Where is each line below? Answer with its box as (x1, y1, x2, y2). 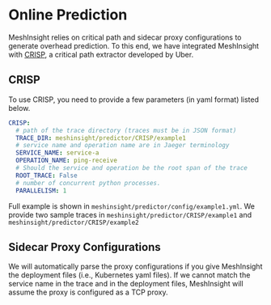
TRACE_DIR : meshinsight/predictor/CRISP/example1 (15, 133, 186, 142)
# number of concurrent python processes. (15, 179, 161, 187)
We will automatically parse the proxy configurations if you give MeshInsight (8, 261, 263, 272)
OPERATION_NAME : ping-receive (15, 156, 117, 165)
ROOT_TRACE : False (15, 172, 78, 180)
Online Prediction (8, 6, 128, 24)
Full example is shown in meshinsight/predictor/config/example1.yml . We (8, 201, 255, 211)
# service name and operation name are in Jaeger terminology (15, 142, 230, 150)
